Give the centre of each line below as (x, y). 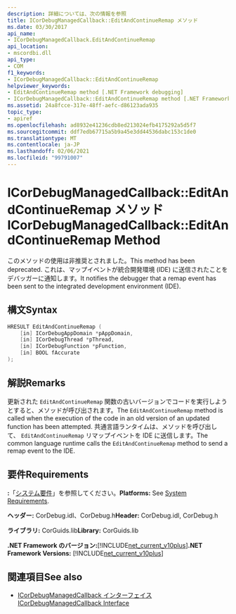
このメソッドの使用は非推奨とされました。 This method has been (101, 261)
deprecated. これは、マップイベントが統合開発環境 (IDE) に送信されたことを (118, 269)
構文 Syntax (32, 310)
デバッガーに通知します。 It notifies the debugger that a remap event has (112, 278)
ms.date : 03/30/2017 (38, 27)
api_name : (22, 33)
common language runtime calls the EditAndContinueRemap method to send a (118, 443)
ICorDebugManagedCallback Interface (73, 603)
